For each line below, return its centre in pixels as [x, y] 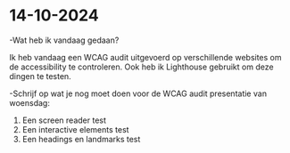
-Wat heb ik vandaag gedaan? [64, 40]
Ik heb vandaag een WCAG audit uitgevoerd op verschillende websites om [146, 57]
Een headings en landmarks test [81, 139]
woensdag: [30, 102]
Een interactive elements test [75, 129]
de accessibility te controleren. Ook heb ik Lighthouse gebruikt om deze [141, 67]
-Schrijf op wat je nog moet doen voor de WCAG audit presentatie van [138, 93]
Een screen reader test [64, 120]
